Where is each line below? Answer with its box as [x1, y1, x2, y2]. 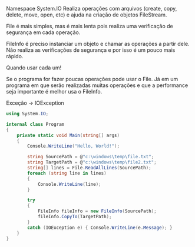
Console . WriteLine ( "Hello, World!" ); [27, 143, 120, 149]
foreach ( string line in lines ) [27, 170, 107, 176]
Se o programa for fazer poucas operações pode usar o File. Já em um [6, 76, 179, 82]
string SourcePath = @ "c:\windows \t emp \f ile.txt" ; [27, 154, 154, 160]
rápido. [6, 53, 24, 59]
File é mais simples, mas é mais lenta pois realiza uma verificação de [6, 23, 174, 29]
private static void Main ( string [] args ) [16, 132, 120, 138]
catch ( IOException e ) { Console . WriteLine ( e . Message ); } [27, 225, 173, 231]
